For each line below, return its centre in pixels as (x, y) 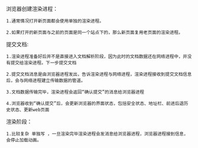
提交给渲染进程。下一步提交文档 (43, 63)
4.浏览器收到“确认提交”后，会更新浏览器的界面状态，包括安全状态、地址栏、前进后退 (95, 104)
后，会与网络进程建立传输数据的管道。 (46, 81)
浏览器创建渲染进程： (32, 9)
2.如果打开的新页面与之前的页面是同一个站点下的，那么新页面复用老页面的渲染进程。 (95, 33)
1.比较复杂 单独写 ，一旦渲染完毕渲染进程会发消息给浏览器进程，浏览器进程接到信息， (97, 134)
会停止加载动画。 (24, 140)
